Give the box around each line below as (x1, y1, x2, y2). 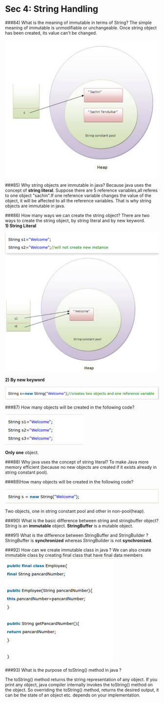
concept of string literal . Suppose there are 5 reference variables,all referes (5, 187, 158, 194)
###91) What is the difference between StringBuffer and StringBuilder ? (5, 532, 149, 538)
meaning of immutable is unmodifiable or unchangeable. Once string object (5, 24, 157, 30)
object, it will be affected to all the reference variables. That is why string (5, 198, 151, 204)
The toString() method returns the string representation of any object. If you (5, 676, 158, 682)
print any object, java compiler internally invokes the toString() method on (5, 681, 153, 687)
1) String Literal (5, 223, 37, 229)
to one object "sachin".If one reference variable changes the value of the (5, 193, 151, 198)
